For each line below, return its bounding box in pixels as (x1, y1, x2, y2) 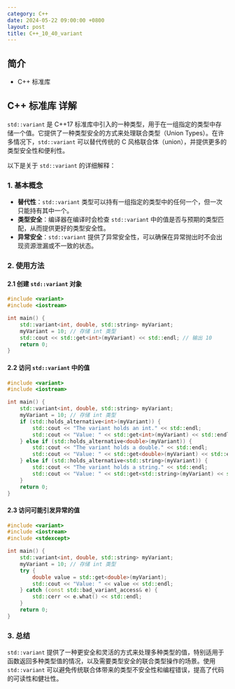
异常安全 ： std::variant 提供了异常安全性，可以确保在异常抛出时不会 (17, 233, 217, 241)
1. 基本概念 (7, 180, 43, 190)
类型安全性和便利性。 (7, 146, 69, 154)
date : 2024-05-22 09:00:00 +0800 (7, 17, 105, 24)
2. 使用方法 (7, 261, 45, 271)
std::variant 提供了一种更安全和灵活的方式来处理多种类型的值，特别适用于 (7, 648, 225, 657)
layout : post (7, 23, 45, 30)
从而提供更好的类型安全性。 (29, 224, 110, 232)
